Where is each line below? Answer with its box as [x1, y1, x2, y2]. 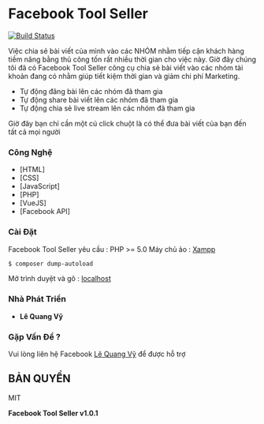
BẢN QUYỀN [8, 372, 71, 385]
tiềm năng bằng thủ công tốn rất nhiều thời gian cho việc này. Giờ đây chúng [8, 54, 257, 64]
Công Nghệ [8, 147, 53, 158]
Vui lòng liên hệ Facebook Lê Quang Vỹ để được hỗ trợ [8, 349, 186, 358]
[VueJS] [19, 198, 47, 208]
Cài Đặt [8, 227, 37, 238]
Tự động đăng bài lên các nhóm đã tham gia [19, 86, 163, 96]
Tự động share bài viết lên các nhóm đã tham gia [19, 95, 179, 104]
